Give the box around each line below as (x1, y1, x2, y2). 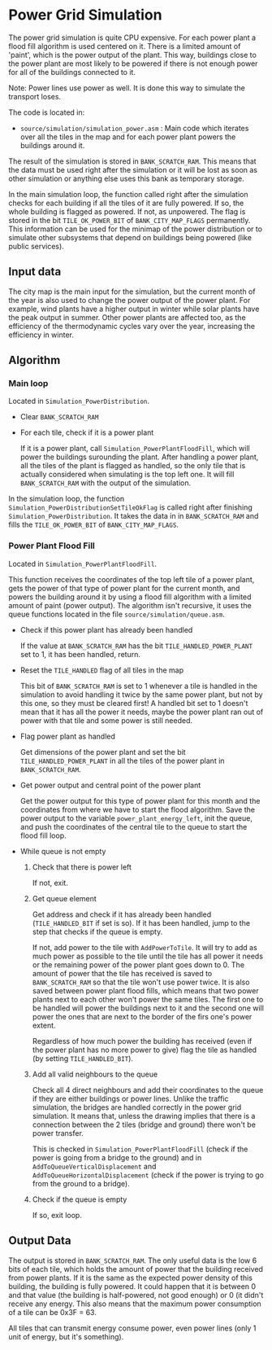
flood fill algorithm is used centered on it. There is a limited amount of (8, 41, 241, 50)
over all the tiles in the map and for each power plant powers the (19, 132, 236, 142)
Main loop (8, 378, 49, 389)
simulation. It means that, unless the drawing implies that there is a (32, 1111, 256, 1120)
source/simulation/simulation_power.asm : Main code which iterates (19, 123, 249, 133)
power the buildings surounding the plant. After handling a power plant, (19, 452, 259, 462)
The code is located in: (8, 107, 85, 117)
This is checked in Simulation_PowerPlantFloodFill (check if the (32, 1144, 248, 1154)
